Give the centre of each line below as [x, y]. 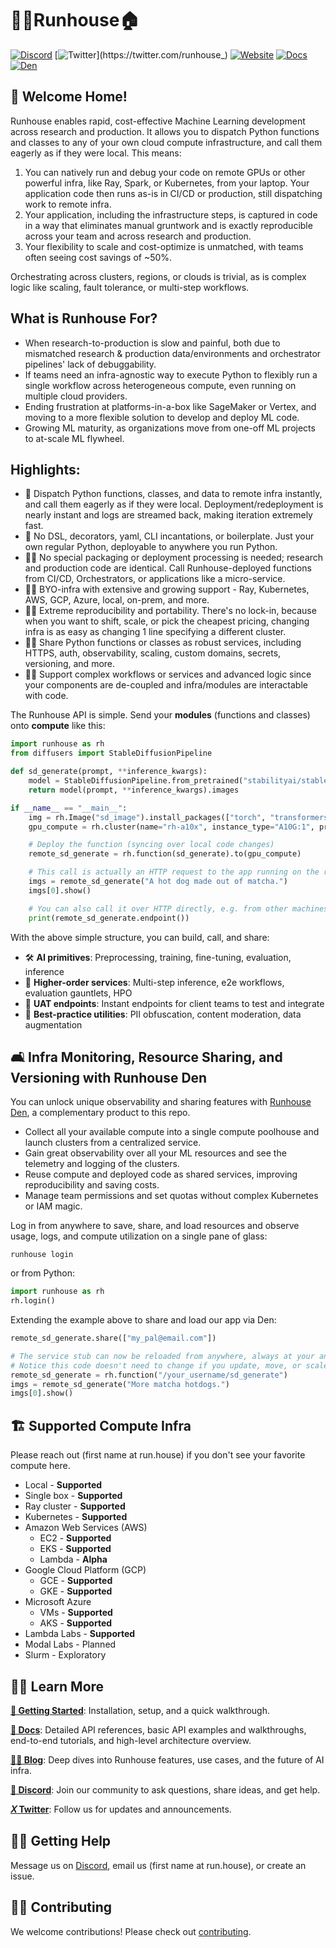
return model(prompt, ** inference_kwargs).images [134, 790]
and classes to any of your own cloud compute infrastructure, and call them [166, 142]
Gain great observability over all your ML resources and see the [155, 1153]
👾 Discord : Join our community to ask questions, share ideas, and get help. [165, 1789]
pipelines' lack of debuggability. [90, 364]
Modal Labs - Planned [70, 1644]
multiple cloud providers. [76, 396]
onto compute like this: [58, 726]
